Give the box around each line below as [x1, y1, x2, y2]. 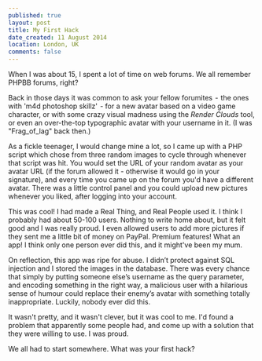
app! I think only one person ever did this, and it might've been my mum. [8, 240, 242, 250]
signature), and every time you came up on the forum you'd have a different [8, 175, 254, 184]
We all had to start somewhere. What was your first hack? [8, 345, 195, 353]
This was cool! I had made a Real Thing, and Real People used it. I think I [8, 207, 242, 216]
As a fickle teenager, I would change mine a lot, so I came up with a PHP [8, 142, 242, 151]
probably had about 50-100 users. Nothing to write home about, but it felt [8, 215, 246, 224]
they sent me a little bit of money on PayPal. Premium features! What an [8, 232, 241, 241]
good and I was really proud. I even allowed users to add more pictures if [8, 224, 245, 232]
